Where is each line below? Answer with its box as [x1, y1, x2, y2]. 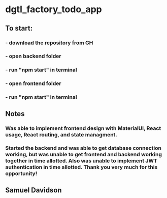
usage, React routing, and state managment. [5, 131, 118, 138]
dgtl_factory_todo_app [5, 4, 103, 15]
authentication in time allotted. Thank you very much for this [5, 164, 158, 171]
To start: [5, 24, 33, 33]
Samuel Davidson [5, 186, 62, 194]
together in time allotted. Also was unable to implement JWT [5, 157, 157, 164]
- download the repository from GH [5, 39, 93, 46]
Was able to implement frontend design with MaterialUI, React [5, 125, 161, 132]
